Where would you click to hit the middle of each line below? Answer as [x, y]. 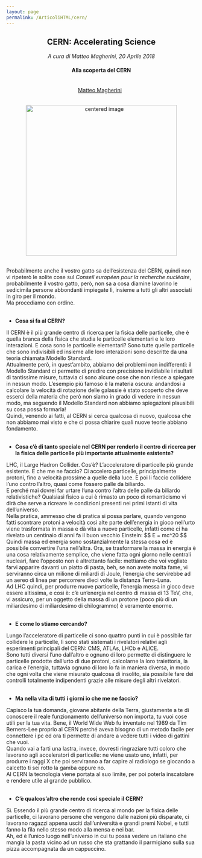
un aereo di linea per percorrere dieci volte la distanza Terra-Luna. [89, 580]
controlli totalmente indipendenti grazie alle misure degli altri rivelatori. [93, 680]
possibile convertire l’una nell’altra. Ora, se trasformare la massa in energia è [101, 548]
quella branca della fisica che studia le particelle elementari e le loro [91, 339]
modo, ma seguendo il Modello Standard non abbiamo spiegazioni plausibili [100, 403]
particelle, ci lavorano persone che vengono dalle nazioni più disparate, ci [98, 816]
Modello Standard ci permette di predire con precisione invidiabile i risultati [99, 371]
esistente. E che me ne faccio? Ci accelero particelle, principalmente [91, 471]
